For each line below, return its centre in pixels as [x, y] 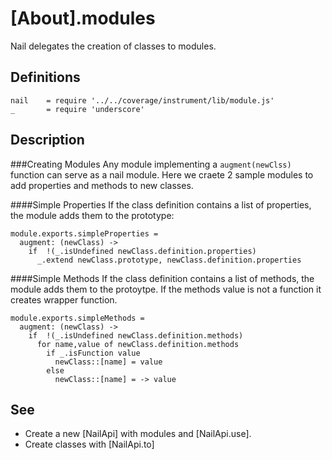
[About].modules [83, 18]
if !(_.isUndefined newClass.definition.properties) [142, 251]
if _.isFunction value [93, 353]
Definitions [45, 77]
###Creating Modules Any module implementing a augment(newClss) [151, 164]
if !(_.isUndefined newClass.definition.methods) [136, 335]
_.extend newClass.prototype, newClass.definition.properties [169, 260]
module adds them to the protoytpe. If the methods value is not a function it [166, 289]
